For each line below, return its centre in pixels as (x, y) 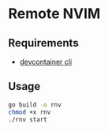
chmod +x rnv (30, 112)
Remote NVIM (54, 14)
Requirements (43, 43)
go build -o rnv (35, 105)
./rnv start (28, 119)
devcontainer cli (46, 62)
